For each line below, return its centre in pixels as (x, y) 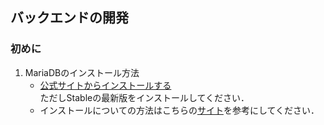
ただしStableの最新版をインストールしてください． (144, 97)
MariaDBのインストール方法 (82, 72)
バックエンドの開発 (69, 18)
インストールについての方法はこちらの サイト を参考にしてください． (179, 110)
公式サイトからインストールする (105, 85)
